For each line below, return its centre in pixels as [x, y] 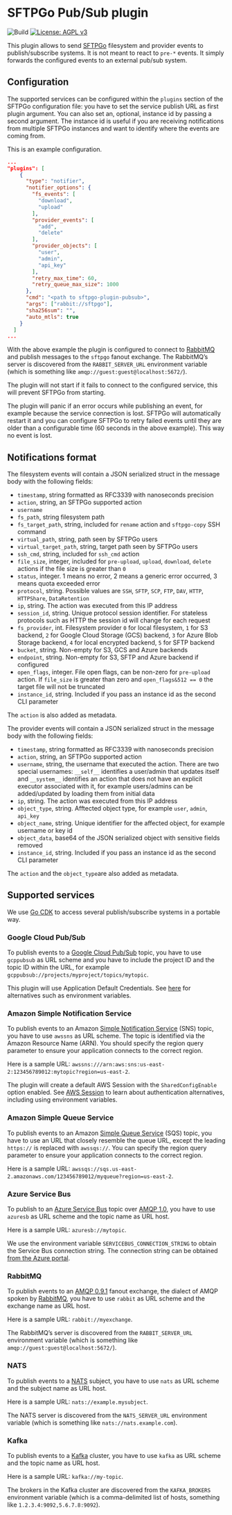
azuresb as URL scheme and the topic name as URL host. [88, 1216]
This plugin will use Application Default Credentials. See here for [99, 988]
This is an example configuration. [55, 149]
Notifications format [52, 457]
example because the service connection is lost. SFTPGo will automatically [114, 413]
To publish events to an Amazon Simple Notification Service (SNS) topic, [110, 1029]
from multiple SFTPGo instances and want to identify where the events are [113, 128]
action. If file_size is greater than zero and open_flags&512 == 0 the [115, 679]
